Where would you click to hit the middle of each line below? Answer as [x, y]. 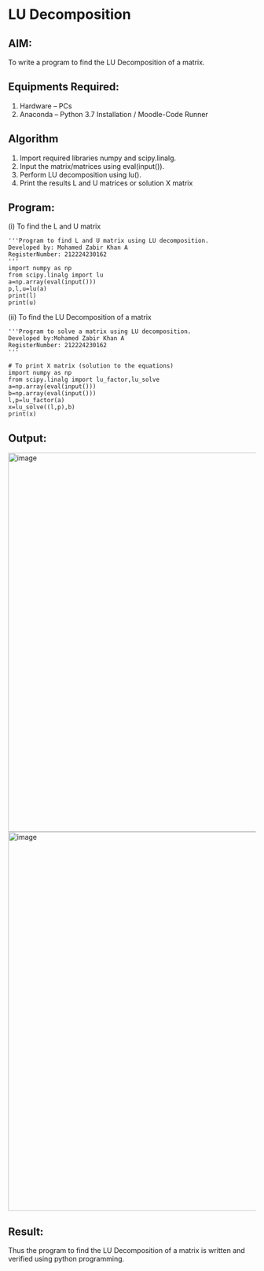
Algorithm [33, 139]
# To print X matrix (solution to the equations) [91, 366]
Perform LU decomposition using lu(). [80, 174]
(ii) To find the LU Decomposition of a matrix [80, 317]
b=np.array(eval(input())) [52, 394]
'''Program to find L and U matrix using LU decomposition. [109, 241]
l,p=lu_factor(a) [37, 401]
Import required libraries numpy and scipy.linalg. [98, 158]
